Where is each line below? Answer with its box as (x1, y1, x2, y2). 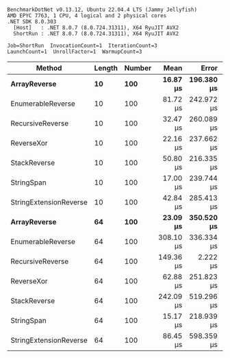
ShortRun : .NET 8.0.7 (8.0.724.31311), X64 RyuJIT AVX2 (13, 30, 179, 37)
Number (124, 63, 152, 73)
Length (94, 63, 118, 73)
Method (36, 63, 62, 73)
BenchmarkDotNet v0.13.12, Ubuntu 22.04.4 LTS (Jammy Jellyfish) (7, 6, 197, 13)
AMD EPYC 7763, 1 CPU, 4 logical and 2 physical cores (7, 12, 167, 19)
